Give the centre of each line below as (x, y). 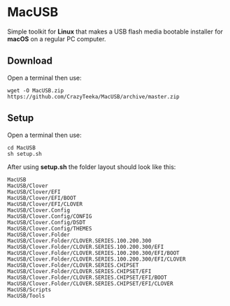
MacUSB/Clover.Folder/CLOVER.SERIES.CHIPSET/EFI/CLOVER (90, 284)
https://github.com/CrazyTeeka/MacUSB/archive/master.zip (93, 96)
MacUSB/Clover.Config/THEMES (50, 228)
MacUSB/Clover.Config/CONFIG (50, 216)
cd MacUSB (22, 147)
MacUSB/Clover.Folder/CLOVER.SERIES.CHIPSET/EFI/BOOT (87, 277)
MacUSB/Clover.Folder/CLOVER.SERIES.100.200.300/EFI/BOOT (93, 253)
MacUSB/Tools (26, 296)
